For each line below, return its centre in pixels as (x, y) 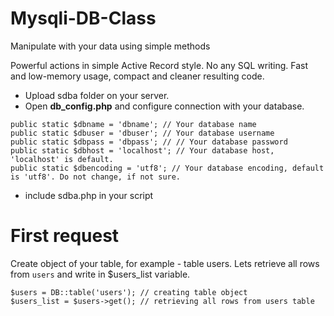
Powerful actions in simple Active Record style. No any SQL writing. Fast (159, 65)
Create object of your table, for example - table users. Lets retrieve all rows (165, 263)
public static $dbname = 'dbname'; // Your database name (133, 124)
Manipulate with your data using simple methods (110, 46)
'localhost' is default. (62, 159)
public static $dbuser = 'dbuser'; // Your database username (142, 133)
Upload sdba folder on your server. (97, 95)
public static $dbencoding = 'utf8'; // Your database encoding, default (167, 168)
